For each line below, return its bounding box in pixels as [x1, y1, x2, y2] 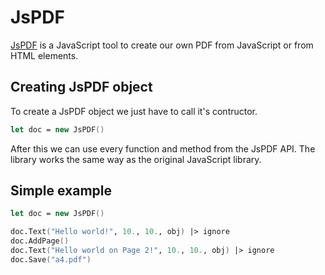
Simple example [10, 182, 113, 200]
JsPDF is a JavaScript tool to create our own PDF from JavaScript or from [10, 39, 314, 51]
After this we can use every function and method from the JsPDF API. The [10, 142, 316, 155]
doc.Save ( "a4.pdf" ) [10, 254, 92, 265]
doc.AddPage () [10, 236, 70, 246]
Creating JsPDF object [10, 79, 153, 96]
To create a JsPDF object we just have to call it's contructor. [10, 105, 258, 117]
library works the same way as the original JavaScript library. [10, 153, 262, 165]
